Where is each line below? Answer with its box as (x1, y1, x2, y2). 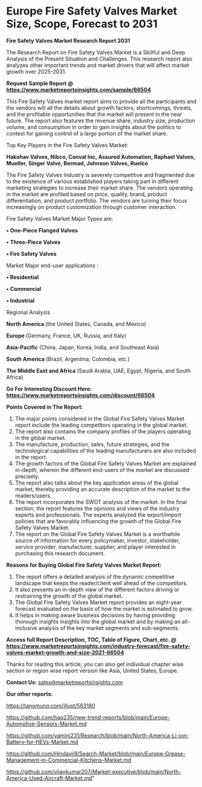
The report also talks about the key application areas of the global (14, 479, 179, 486)
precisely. (14, 473, 40, 480)
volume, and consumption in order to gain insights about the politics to (6, 123, 181, 130)
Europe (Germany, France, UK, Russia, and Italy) (6, 332, 127, 339)
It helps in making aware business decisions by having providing (14, 611, 175, 619)
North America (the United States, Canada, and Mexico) (6, 320, 147, 327)
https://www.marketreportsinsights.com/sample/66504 (6, 86, 151, 93)
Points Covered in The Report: (6, 403, 83, 410)
